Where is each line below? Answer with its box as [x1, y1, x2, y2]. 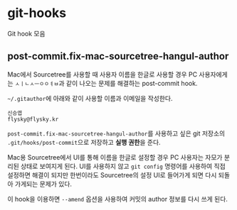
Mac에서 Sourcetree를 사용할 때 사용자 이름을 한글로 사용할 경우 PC [7, 70, 198, 79]
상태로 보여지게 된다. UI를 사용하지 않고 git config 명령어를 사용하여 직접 [20, 162, 226, 170]
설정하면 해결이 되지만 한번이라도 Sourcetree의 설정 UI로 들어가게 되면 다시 [7, 170, 217, 179]
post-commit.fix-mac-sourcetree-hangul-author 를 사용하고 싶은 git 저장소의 [7, 129, 226, 138]
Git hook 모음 [7, 29, 46, 38]
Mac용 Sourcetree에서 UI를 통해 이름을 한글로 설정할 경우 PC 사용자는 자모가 [7, 153, 223, 161]
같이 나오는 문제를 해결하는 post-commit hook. [66, 79, 198, 87]
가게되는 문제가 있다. [14, 179, 73, 188]
